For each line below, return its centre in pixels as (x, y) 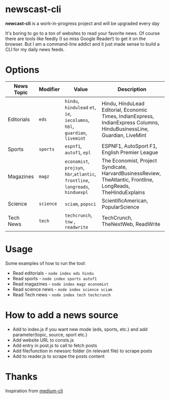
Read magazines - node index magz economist (60, 284)
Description (132, 89)
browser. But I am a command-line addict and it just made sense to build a (82, 44)
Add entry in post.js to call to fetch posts (55, 345)
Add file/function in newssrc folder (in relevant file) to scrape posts (82, 351)
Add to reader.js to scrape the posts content (58, 356)
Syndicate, (115, 167)
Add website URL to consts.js (43, 340)
